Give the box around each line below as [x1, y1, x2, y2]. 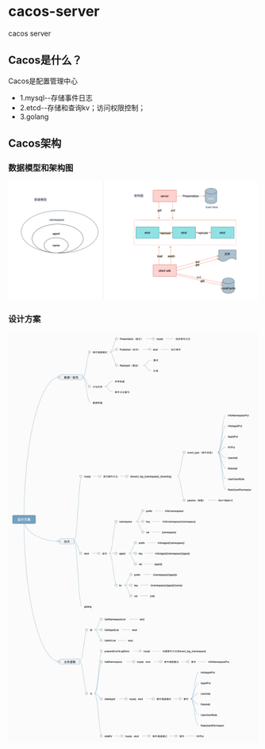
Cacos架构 [8, 137, 62, 151]
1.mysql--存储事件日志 [19, 93, 93, 102]
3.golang [19, 112, 49, 121]
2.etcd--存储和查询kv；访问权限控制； [19, 102, 145, 113]
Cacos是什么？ [8, 54, 83, 67]
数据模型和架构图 [8, 162, 74, 174]
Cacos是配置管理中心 [8, 76, 78, 86]
